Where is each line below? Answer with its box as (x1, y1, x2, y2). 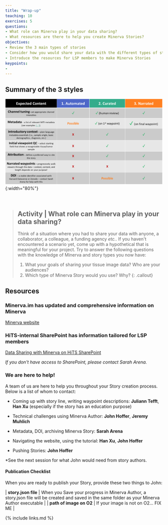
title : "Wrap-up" (5, 8, 41, 13)
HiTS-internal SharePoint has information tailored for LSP (5, 331, 147, 338)
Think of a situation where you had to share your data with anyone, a (17, 230, 159, 237)
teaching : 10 (5, 13, 32, 18)
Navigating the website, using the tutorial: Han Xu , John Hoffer (12, 437, 143, 443)
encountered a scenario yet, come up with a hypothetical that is (17, 241, 149, 247)
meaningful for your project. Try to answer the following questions (17, 246, 154, 252)
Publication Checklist (5, 468, 51, 474)
